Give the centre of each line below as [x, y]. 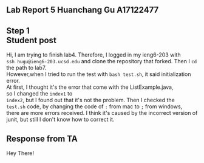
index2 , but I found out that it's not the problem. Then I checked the [90, 100]
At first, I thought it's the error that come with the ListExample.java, [90, 87]
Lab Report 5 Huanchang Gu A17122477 [83, 10]
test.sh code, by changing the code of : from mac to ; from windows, [94, 106]
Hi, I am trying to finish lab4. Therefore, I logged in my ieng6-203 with [93, 55]
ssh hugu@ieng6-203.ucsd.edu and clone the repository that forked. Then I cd [102, 61]
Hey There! [20, 153]
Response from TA [42, 138]
